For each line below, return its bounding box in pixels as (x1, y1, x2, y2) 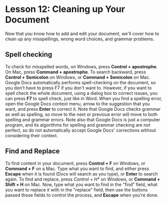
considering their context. (5, 132, 58, 138)
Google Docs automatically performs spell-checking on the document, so (5, 79, 156, 85)
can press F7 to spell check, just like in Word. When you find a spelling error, (5, 95, 163, 101)
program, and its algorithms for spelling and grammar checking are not (5, 122, 151, 128)
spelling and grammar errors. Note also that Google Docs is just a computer (5, 116, 161, 123)
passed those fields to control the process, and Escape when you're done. (5, 192, 159, 198)
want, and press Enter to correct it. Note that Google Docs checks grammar (5, 106, 161, 112)
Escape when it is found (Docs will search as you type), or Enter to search (5, 171, 158, 177)
